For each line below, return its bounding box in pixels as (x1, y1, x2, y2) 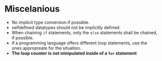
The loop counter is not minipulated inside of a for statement (11, 50, 137, 56)
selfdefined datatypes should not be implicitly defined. (11, 24, 121, 30)
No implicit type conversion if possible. (11, 19, 90, 25)
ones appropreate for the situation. (11, 45, 81, 51)
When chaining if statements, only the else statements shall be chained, (11, 30, 158, 35)
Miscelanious (4, 3, 60, 15)
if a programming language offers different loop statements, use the (11, 40, 147, 46)
